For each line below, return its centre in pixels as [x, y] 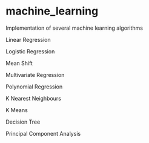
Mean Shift [19, 63]
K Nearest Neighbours [34, 98]
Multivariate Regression [35, 75]
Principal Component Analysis [43, 133]
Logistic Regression [30, 51]
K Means [17, 110]
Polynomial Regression [34, 87]
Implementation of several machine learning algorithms [74, 28]
